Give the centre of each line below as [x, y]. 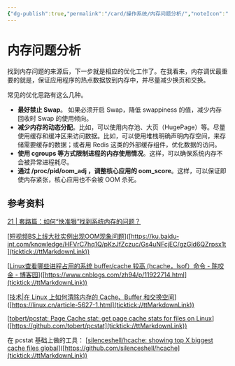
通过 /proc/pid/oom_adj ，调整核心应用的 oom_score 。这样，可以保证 [119, 170]
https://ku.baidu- [155, 236]
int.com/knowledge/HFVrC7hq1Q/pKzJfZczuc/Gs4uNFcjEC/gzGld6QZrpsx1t [117, 244]
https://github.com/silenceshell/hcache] [122, 348]
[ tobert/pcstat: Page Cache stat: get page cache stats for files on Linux [109, 319]
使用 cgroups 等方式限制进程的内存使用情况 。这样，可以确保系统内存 [117, 153]
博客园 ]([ [33, 275]
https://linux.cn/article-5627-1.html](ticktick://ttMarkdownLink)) [103, 305]
